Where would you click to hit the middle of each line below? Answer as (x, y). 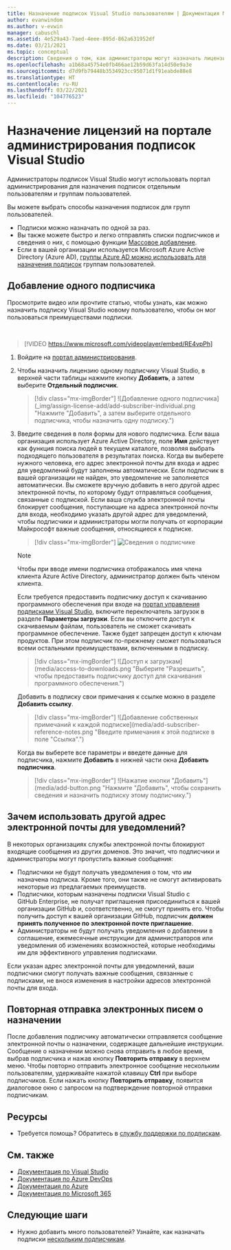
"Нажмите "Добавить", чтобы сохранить (162, 787)
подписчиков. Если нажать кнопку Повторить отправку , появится (105, 1081)
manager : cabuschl (33, 33)
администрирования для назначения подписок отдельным (94, 186)
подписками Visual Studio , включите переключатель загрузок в (111, 611)
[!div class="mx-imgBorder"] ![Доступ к (91, 661)
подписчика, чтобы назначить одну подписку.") (104, 420)
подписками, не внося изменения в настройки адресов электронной (109, 980)
